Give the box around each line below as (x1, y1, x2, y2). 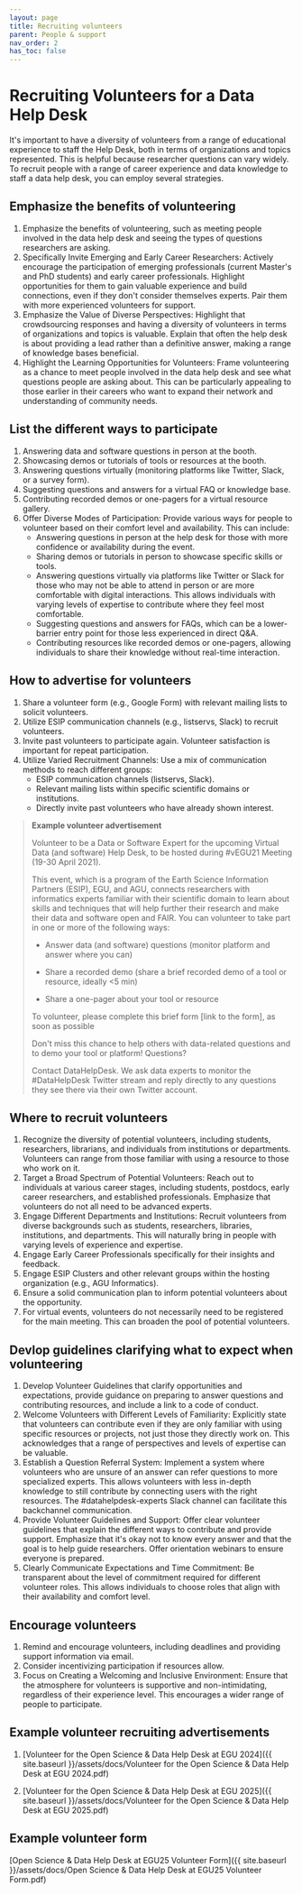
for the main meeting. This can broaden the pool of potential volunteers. (22, 1316, 290, 1327)
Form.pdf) (9, 1873, 47, 1885)
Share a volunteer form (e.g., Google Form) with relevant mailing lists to (22, 696, 288, 708)
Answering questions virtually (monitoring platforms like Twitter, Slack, (22, 464, 285, 475)
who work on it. (22, 1163, 81, 1173)
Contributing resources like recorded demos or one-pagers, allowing (35, 637, 291, 648)
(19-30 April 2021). (31, 856, 102, 867)
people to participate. (22, 1698, 103, 1709)
